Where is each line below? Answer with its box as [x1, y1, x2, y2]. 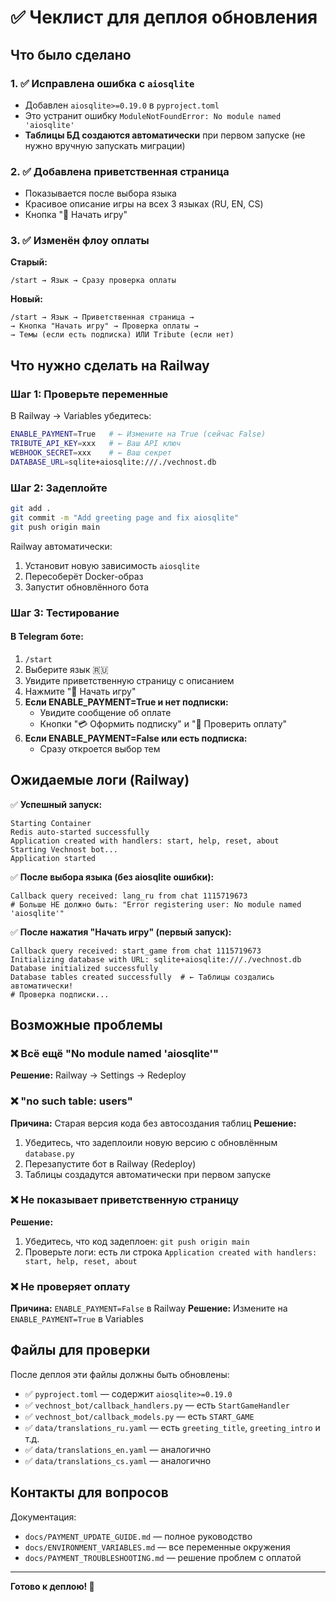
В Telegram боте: [10, 631, 84, 643]
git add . [10, 503, 52, 513]
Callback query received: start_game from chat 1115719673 [10, 946, 262, 956]
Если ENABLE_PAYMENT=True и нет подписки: [24, 696, 229, 708]
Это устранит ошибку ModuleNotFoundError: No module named [24, 109, 282, 121]
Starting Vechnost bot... [10, 844, 118, 855]
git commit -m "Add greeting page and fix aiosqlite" [10, 512, 240, 523]
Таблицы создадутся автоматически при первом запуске [24, 1168, 272, 1180]
